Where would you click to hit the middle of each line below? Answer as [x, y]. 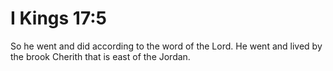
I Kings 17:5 [59, 18]
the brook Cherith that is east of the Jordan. [100, 56]
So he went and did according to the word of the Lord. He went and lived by [166, 46]
